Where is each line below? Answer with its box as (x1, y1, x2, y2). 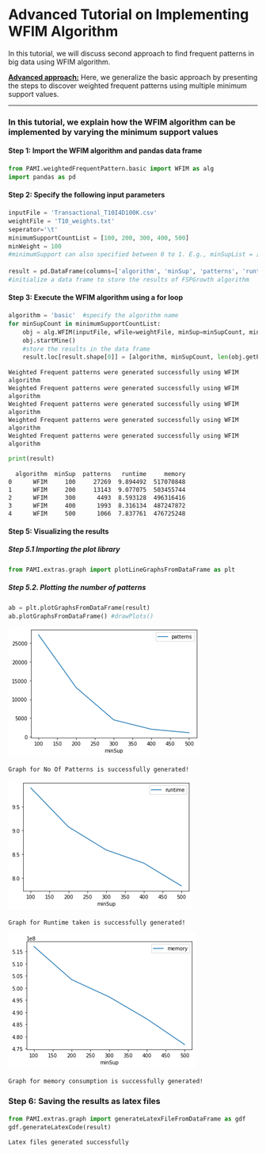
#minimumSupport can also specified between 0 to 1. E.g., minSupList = (8, 251, 253, 259)
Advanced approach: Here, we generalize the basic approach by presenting (8, 72, 258, 82)
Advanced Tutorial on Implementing (8, 6, 249, 24)
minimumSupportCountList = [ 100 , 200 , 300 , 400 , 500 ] (8, 234, 190, 242)
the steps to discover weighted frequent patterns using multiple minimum (8, 81, 247, 90)
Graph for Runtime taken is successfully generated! (8, 918, 186, 927)
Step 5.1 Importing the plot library (8, 545, 120, 554)
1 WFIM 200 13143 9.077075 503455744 (8, 486, 186, 494)
